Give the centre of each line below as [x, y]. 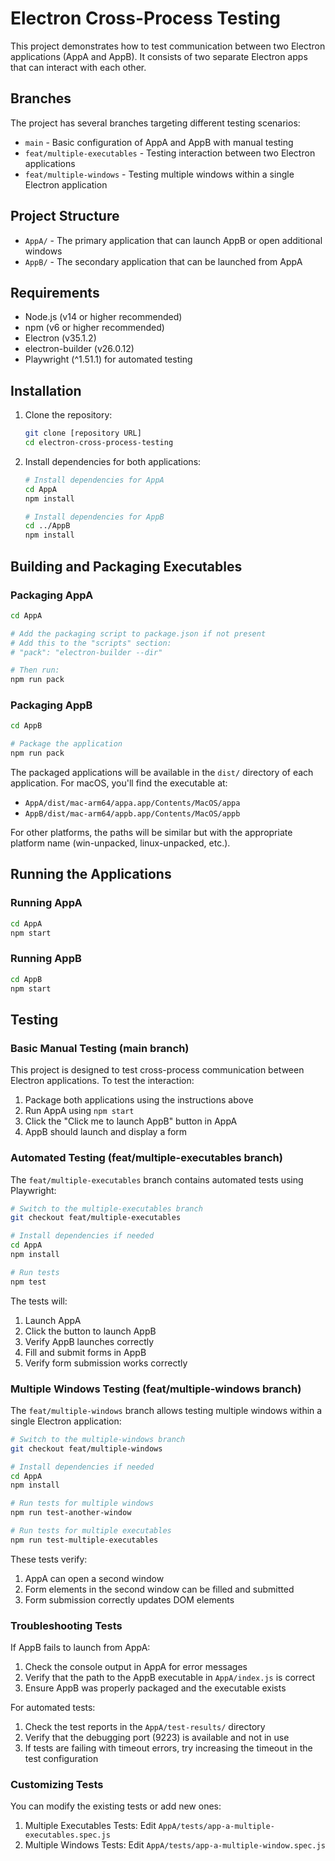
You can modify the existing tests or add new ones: [116, 1806]
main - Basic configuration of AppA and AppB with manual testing [159, 142]
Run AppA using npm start [79, 1111]
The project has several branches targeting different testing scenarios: [155, 123]
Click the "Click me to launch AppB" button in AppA [131, 1121]
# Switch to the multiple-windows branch [98, 1439]
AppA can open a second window [94, 1578]
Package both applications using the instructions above [139, 1100]
